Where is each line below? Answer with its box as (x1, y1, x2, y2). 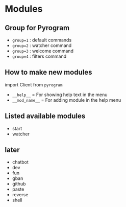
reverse (12, 192, 29, 198)
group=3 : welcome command (12, 48, 73, 54)
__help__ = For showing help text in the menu (12, 91, 108, 98)
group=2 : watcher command (12, 42, 72, 49)
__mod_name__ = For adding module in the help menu (12, 97, 121, 103)
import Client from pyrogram (5, 81, 63, 87)
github (12, 181, 26, 187)
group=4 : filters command (12, 53, 67, 59)
